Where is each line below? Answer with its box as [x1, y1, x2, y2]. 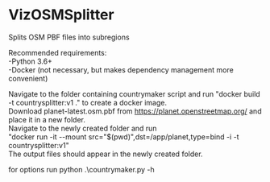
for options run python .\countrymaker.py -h [8, 164, 155, 174]
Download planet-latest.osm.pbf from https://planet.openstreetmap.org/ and [8, 106, 262, 116]
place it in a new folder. [8, 114, 86, 124]
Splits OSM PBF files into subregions [8, 32, 131, 42]
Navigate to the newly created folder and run [8, 123, 157, 133]
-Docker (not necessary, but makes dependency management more [8, 64, 234, 74]
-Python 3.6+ [8, 56, 52, 66]
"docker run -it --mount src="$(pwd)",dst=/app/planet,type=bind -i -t [8, 131, 239, 142]
